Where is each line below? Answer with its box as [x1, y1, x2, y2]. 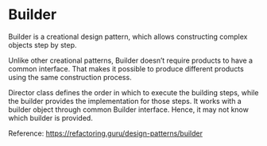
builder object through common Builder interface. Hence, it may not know [8, 105, 249, 114]
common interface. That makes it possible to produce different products [8, 63, 244, 73]
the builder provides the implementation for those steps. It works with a [8, 96, 242, 106]
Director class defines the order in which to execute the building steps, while [8, 87, 259, 97]
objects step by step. [8, 40, 77, 49]
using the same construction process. [8, 72, 133, 82]
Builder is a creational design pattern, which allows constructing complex [8, 32, 248, 41]
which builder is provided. [8, 113, 93, 122]
